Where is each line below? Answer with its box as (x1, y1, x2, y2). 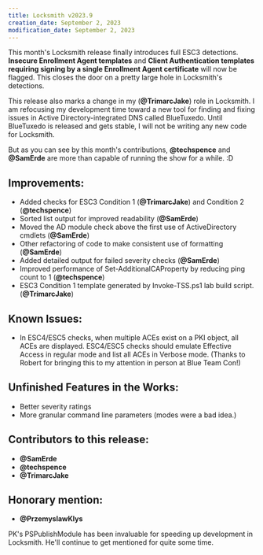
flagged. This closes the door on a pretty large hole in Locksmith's (8, 72, 223, 83)
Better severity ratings (19, 401, 92, 411)
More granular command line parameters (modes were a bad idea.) (19, 410, 237, 420)
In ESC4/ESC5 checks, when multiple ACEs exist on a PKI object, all (19, 333, 239, 342)
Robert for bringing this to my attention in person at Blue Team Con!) (19, 358, 241, 367)
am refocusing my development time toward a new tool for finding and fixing (8, 105, 255, 114)
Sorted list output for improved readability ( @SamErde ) (19, 214, 199, 224)
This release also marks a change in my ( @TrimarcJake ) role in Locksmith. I (8, 96, 255, 106)
